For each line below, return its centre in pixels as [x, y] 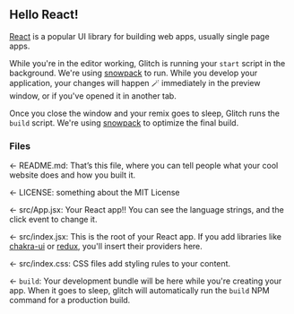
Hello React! [44, 15]
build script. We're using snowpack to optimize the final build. [124, 122]
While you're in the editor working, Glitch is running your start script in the [147, 63]
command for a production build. [70, 301]
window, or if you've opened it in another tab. [93, 96]
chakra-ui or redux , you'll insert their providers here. [106, 247]
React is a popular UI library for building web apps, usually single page [140, 36]
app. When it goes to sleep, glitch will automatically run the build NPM [140, 291]
